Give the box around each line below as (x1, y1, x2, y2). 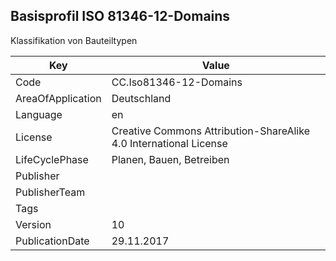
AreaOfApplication (15, 91, 102, 105)
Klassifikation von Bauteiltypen (10, 34, 138, 46)
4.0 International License (111, 136, 228, 150)
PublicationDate (15, 234, 90, 248)
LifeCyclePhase (15, 152, 89, 166)
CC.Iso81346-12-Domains (111, 75, 243, 89)
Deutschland (111, 91, 172, 105)
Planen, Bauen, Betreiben (111, 152, 230, 166)
